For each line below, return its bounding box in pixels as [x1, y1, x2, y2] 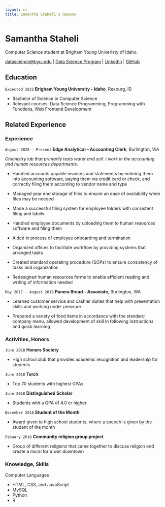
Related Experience [5, 120, 66, 128]
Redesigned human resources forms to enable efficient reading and [12, 274, 150, 280]
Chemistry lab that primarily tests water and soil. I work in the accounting [5, 156, 155, 161]
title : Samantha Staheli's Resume [5, 12, 76, 17]
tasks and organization [12, 264, 59, 270]
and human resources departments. [5, 161, 78, 167]
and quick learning [12, 323, 50, 329]
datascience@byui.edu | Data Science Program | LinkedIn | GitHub [5, 59, 140, 64]
